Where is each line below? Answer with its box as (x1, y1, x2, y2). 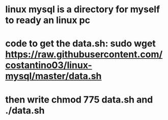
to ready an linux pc (5, 14, 91, 26)
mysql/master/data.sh (5, 70, 102, 82)
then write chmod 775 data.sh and (5, 93, 153, 105)
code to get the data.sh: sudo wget (5, 38, 156, 50)
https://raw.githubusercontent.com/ (5, 49, 163, 60)
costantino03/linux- (5, 60, 93, 71)
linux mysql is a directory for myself (5, 4, 160, 15)
